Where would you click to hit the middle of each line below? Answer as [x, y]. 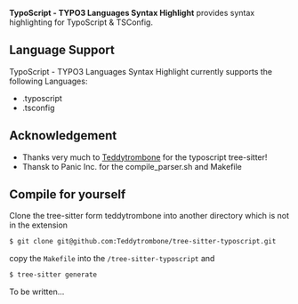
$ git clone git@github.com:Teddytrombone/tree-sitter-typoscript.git [143, 242]
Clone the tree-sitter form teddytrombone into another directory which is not [149, 216]
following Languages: [48, 81]
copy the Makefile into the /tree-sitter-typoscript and [112, 259]
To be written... [37, 292]
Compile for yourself [68, 195]
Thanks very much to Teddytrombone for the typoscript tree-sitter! [145, 157]
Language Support [62, 50]
